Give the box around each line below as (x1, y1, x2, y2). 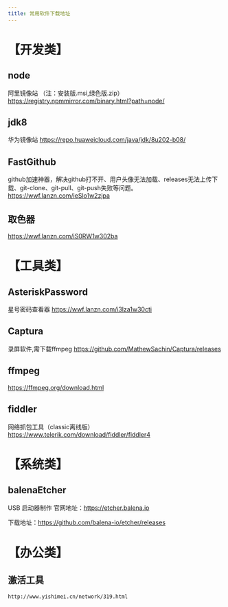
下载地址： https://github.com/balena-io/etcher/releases (8, 518, 166, 526)
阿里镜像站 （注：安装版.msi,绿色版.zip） (8, 89, 124, 97)
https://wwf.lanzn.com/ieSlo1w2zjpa (8, 192, 111, 200)
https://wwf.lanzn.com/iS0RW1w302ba (8, 232, 118, 240)
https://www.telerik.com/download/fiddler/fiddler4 (8, 430, 150, 438)
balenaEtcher (8, 484, 67, 496)
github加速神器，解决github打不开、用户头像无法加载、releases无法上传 (8, 175, 212, 183)
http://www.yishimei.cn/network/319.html (8, 593, 128, 600)
